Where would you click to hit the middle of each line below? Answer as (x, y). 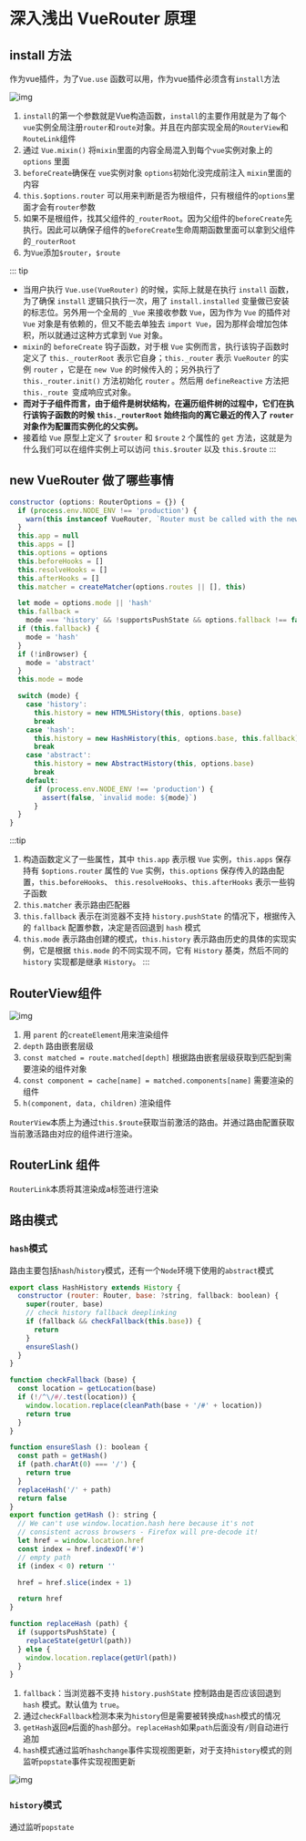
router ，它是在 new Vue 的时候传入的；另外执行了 (127, 369)
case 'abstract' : (59, 756)
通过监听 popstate (42, 1826)
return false (42, 1498)
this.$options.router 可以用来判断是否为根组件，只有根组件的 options (155, 195)
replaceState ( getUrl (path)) (79, 1640)
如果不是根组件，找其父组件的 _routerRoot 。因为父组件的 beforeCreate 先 (158, 218)
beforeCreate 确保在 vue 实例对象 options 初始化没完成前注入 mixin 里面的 (157, 173)
